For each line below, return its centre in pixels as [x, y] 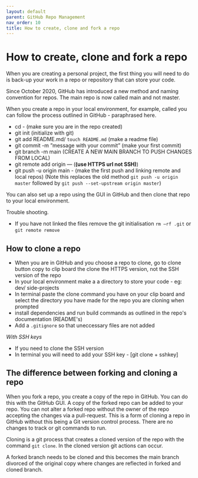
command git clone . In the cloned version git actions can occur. [85, 446]
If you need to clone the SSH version [59, 348]
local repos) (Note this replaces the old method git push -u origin [96, 177]
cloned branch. [24, 469]
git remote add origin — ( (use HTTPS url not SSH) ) [76, 164]
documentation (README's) [48, 319]
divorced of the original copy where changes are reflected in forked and [93, 463]
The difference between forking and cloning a [92, 373]
